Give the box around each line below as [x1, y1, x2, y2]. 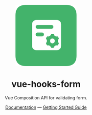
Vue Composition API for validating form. [4, 94, 88, 100]
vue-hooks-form [11, 79, 81, 90]
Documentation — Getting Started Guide [5, 104, 87, 110]
